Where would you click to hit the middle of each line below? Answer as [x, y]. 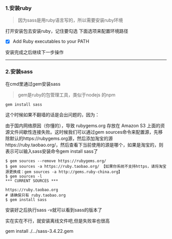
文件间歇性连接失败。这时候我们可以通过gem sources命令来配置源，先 [84, 132]
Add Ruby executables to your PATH [51, 42]
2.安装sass [19, 72]
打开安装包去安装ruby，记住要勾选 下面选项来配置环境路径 [67, 31]
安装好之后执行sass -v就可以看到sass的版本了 [54, 210]
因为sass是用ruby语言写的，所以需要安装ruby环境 [70, 20]
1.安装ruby [18, 8]
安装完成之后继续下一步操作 [35, 52]
